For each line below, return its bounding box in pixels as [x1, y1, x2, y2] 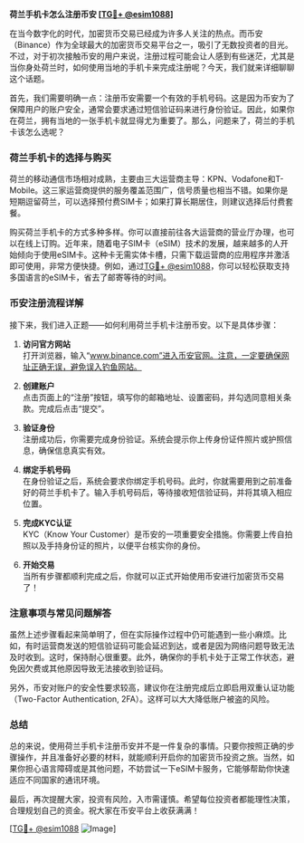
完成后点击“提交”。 [38, 403, 110, 414]
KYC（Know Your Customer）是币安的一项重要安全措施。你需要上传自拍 [22, 529, 293, 540]
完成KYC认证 [22, 517, 72, 528]
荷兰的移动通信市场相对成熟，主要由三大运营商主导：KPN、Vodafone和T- [9, 174, 284, 185]
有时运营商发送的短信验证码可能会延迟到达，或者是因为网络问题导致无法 [24, 640, 295, 651]
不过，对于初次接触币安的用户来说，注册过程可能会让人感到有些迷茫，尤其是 [9, 51, 295, 62]
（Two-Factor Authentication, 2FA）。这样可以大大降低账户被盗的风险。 [9, 693, 275, 704]
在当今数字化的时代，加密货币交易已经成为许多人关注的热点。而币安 [9, 28, 263, 39]
